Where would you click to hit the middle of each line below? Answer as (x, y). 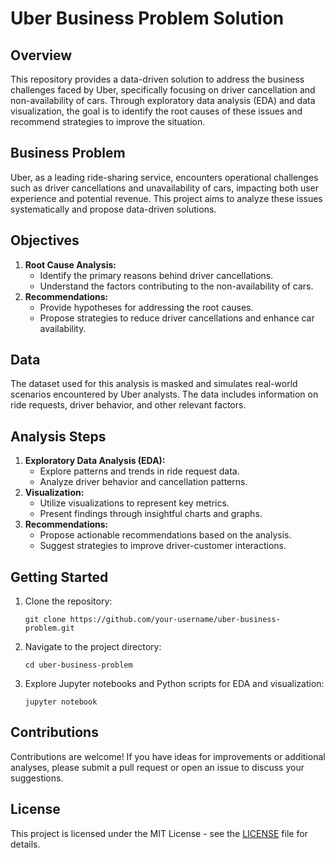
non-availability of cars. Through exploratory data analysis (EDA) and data (163, 100)
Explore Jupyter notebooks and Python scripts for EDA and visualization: (174, 684)
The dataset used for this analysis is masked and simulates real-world (154, 384)
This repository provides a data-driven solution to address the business (157, 79)
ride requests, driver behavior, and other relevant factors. (128, 405)
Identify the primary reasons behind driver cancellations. (156, 275)
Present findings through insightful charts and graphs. (151, 514)
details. (25, 844)
